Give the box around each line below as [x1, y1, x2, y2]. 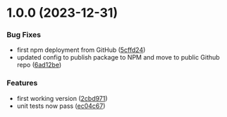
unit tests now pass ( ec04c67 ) [16, 102, 106, 110]
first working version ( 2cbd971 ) [16, 94, 108, 102]
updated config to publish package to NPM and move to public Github [16, 53, 220, 62]
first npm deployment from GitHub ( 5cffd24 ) [16, 46, 146, 54]
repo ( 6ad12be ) [16, 61, 62, 69]
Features [6, 78, 38, 88]
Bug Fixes [6, 30, 42, 40]
